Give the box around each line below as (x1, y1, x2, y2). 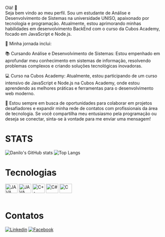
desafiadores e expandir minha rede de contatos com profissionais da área (5, 106, 158, 111)
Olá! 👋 (5, 5, 18, 10)
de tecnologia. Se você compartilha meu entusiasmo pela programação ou (5, 111, 157, 117)
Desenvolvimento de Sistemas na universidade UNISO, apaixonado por (5, 15, 150, 21)
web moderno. (5, 91, 35, 96)
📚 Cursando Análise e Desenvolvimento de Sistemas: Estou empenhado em (5, 51, 161, 57)
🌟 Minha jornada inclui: (5, 41, 52, 47)
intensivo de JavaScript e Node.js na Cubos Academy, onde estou (5, 80, 140, 86)
